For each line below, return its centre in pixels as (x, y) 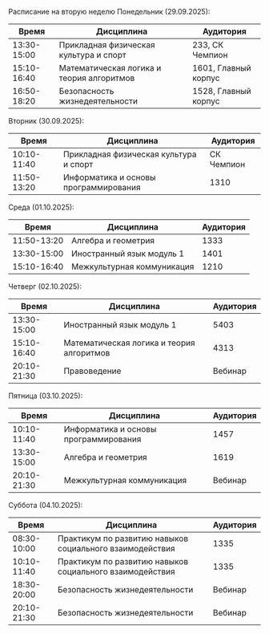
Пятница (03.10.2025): (46, 396)
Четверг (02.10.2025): (45, 287)
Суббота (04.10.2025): (46, 505)
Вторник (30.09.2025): (46, 121)
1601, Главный (221, 68)
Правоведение (92, 371)
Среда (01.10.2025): (41, 207)
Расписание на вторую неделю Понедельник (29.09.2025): (109, 12)
